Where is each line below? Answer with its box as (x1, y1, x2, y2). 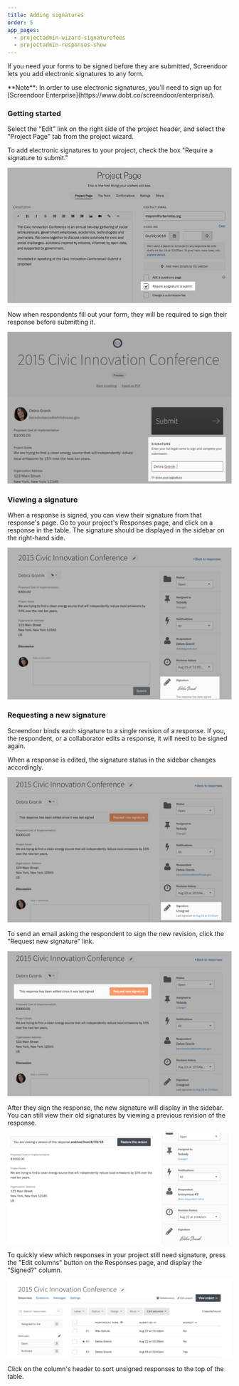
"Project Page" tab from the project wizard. (7, 132, 134, 141)
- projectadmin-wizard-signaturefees (14, 34, 126, 41)
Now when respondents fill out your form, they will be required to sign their (7, 310, 228, 319)
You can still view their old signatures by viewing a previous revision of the (7, 1111, 226, 1119)
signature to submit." (7, 154, 69, 162)
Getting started (7, 109, 62, 119)
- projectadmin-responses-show (14, 41, 107, 49)
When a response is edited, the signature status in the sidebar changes (7, 755, 216, 764)
